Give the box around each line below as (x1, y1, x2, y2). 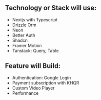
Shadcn (12, 37, 28, 43)
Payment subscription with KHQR (12, 80, 80, 85)
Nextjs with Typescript (12, 17, 58, 22)
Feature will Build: (5, 62, 61, 70)
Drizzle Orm (12, 22, 37, 28)
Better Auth (12, 32, 36, 38)
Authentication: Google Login (12, 75, 71, 81)
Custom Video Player (12, 85, 55, 91)
